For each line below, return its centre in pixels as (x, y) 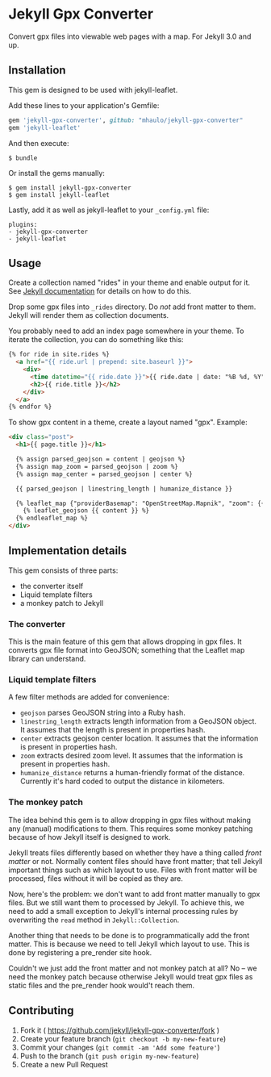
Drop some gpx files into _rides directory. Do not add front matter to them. (132, 307)
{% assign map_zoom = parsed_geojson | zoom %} (97, 466)
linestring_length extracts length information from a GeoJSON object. (138, 721)
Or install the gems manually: (56, 173)
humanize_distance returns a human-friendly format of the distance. (132, 773)
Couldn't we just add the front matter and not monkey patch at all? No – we (133, 968)
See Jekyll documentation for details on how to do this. (100, 291)
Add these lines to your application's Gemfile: (84, 105)
